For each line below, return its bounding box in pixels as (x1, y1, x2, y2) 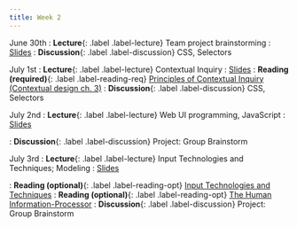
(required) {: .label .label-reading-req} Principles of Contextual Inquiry (9, 73, 264, 84)
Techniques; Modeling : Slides (9, 162, 120, 173)
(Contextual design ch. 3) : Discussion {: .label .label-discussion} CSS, (9, 82, 266, 93)
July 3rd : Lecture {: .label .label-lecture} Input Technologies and (9, 153, 244, 164)
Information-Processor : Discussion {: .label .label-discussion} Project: (9, 199, 266, 209)
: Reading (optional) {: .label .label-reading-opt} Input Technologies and (9, 179, 270, 191)
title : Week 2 (9, 12, 62, 22)
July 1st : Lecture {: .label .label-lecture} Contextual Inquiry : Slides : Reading (9, 64, 289, 74)
